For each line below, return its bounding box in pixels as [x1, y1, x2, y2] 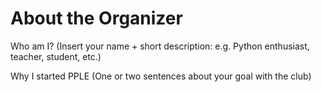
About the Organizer [10, 7, 183, 30]
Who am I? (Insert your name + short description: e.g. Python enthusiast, [10, 40, 310, 52]
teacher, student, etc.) [10, 50, 102, 62]
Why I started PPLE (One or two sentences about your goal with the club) [10, 70, 312, 82]
